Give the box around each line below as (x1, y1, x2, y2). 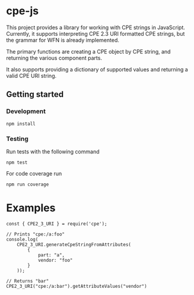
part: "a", (37, 252, 65, 258)
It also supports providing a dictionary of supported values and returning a (6, 65, 188, 73)
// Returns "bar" (6, 278, 49, 284)
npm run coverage (6, 181, 49, 187)
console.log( (6, 236, 39, 242)
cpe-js (6, 4, 39, 18)
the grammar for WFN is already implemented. (6, 36, 120, 43)
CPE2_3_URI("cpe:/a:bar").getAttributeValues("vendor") (6, 283, 147, 289)
